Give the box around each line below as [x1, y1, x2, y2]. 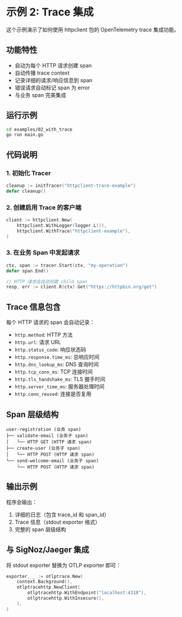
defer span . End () [6, 268, 49, 274]
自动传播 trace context [14, 69, 70, 76]
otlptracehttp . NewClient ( [17, 584, 81, 590]
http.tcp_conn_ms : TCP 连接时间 [14, 368, 93, 375]
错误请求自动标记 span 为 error [14, 84, 90, 91]
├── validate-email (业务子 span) [6, 433, 89, 439]
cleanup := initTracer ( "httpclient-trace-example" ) [6, 183, 136, 189]
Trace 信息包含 [6, 302, 61, 312]
